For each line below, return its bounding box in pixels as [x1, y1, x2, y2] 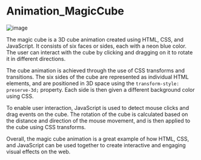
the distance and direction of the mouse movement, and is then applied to [6, 117, 191, 124]
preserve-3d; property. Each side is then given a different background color [6, 86, 195, 93]
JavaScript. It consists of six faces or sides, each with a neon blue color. [6, 42, 186, 50]
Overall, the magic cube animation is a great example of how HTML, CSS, [6, 135, 189, 142]
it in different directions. [6, 55, 66, 62]
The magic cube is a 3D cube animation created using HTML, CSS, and [6, 36, 183, 43]
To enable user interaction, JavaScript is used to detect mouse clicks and [6, 104, 189, 111]
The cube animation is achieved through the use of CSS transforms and [6, 66, 185, 74]
